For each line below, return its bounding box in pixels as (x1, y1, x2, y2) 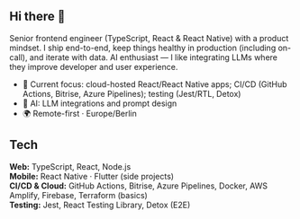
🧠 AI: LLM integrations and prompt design (22, 98, 177, 109)
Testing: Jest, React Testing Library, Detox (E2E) (9, 199, 191, 210)
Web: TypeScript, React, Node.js (9, 161, 132, 171)
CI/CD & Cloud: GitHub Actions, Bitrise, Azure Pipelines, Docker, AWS (9, 180, 268, 191)
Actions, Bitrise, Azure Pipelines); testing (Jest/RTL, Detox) (22, 88, 241, 99)
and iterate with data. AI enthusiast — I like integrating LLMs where (29, 51, 277, 63)
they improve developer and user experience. (9, 61, 178, 72)
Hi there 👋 (9, 9, 66, 24)
